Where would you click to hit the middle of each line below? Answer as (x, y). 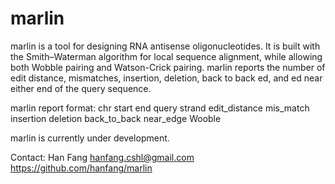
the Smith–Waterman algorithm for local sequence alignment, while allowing (166, 56)
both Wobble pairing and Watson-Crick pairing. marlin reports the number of (168, 67)
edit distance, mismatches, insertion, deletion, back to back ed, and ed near (166, 78)
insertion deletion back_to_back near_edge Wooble (116, 118)
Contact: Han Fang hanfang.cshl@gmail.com (102, 157)
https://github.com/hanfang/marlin (81, 168)
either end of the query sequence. (81, 88)
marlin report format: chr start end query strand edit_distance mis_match (160, 108)
